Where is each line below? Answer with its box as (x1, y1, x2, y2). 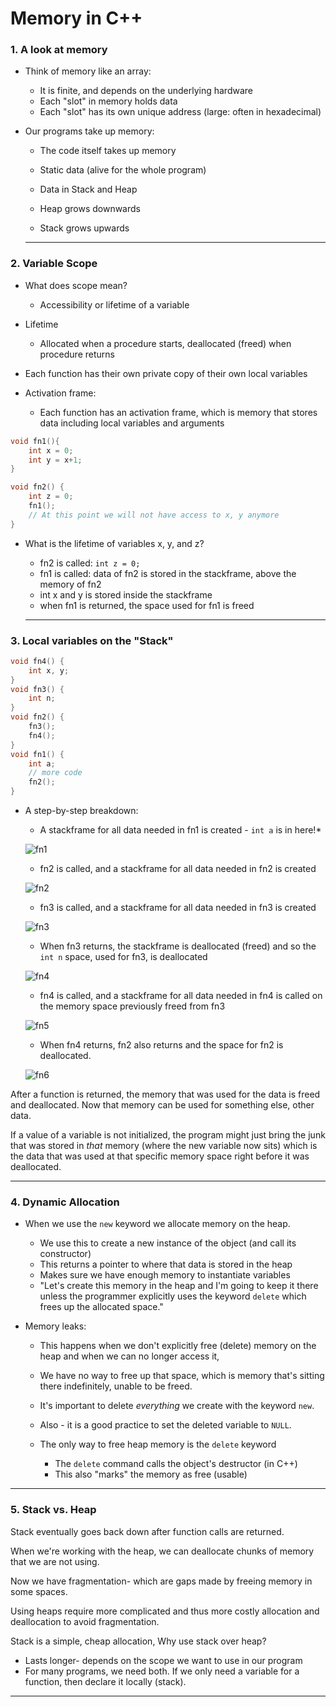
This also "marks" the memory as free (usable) (54, 1468, 248, 1481)
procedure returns (39, 348, 115, 360)
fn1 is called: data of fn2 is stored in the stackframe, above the (39, 567, 297, 579)
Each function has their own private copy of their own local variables (24, 367, 308, 379)
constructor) (39, 1248, 92, 1260)
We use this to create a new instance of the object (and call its (39, 1237, 297, 1249)
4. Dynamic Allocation (10, 1195, 120, 1209)
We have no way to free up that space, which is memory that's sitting (39, 1370, 325, 1382)
